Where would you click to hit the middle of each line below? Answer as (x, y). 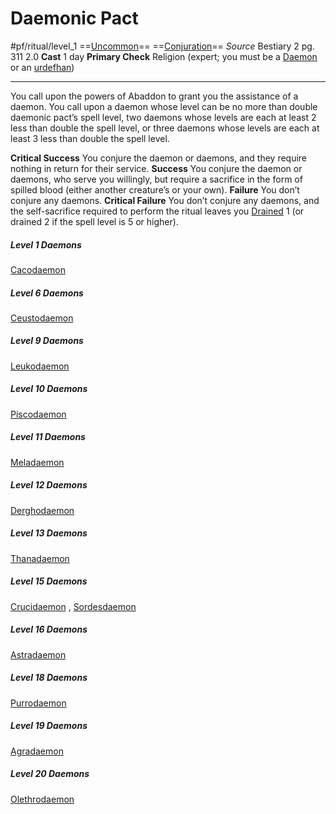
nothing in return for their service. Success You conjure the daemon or (156, 168)
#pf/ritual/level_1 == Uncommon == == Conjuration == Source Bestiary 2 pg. (162, 46)
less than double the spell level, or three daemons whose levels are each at (165, 128)
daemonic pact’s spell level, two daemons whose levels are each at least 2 (163, 117)
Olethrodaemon (42, 799)
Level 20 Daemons (50, 774)
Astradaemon (38, 654)
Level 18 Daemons (49, 678)
